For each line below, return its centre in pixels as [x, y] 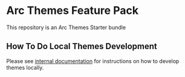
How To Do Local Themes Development [82, 46]
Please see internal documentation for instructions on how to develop [93, 61]
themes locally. [25, 67]
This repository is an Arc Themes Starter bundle [66, 27]
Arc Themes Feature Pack [73, 11]
